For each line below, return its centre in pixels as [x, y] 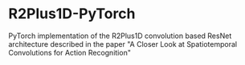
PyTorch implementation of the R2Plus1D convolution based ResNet [120, 36]
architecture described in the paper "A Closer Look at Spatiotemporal [123, 44]
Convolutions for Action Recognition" [69, 52]
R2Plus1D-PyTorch [72, 14]
